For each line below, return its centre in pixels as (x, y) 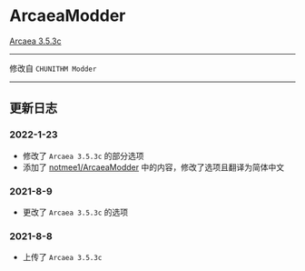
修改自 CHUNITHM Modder (53, 68)
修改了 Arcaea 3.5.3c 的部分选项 (83, 156)
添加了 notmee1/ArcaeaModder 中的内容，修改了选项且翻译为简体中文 (153, 167)
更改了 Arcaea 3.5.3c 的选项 (75, 212)
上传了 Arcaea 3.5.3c (62, 257)
